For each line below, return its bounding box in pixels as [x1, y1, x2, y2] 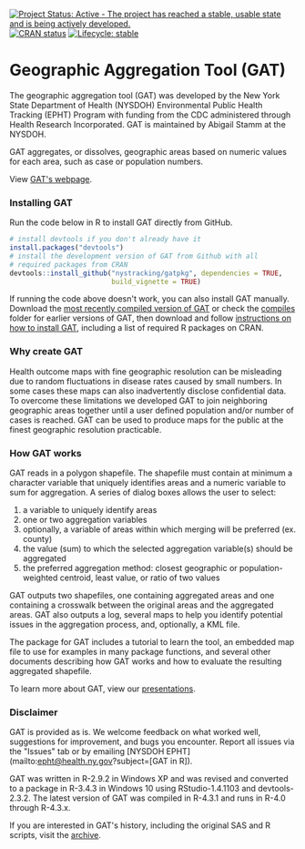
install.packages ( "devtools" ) [9, 243, 125, 252]
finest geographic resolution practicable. [9, 424, 162, 435]
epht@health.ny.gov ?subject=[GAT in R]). [37, 756, 193, 767]
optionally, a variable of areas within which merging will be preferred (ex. [22, 524, 296, 535]
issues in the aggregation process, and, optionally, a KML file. [9, 619, 240, 630]
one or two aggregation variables [22, 515, 147, 526]
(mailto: [9, 756, 38, 767]
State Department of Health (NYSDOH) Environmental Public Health [9, 99, 263, 110]
